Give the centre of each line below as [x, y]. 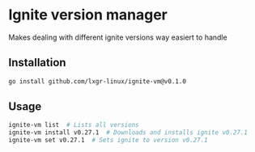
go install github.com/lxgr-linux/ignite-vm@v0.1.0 [97, 81]
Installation [37, 63]
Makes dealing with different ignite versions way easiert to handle [118, 37]
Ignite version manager [88, 15]
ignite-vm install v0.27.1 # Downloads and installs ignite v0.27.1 [128, 133]
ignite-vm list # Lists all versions [74, 125]
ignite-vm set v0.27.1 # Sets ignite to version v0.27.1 [108, 140]
